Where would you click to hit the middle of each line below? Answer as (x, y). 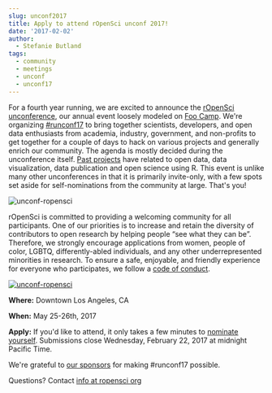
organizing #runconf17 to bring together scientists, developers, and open (131, 124)
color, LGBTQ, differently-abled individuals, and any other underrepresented (135, 251)
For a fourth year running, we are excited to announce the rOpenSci (121, 107)
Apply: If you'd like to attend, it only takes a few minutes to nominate (123, 331)
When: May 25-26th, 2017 (52, 316)
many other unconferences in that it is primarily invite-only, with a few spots (135, 177)
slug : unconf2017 (38, 16)
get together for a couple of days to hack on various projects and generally (134, 142)
